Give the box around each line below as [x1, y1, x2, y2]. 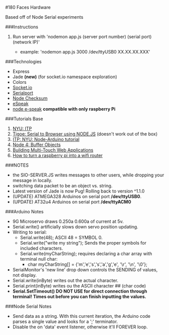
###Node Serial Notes [5, 303, 52, 309]
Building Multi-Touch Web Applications [12, 147, 93, 153]
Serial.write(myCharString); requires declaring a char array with [20, 251, 152, 257]
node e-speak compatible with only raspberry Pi [12, 106, 116, 112]
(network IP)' [12, 39, 40, 45]
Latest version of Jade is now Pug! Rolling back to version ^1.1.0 [12, 188, 145, 194]
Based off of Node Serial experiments [5, 14, 84, 20]
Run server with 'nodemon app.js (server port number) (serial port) [12, 34, 152, 39]
